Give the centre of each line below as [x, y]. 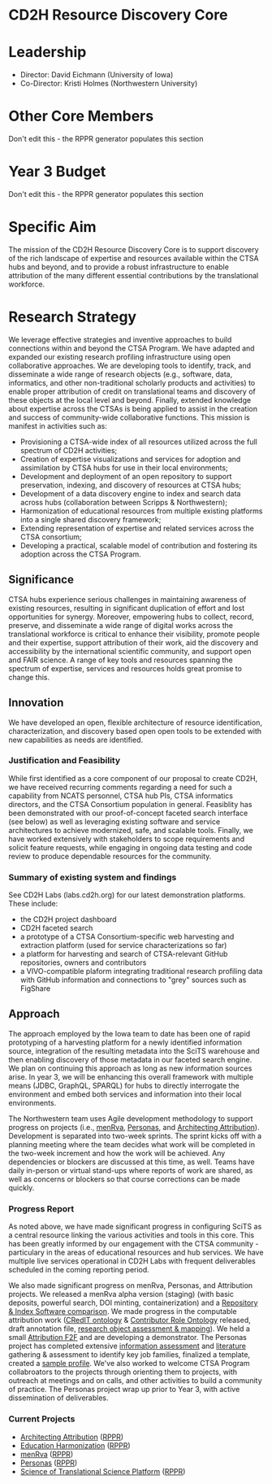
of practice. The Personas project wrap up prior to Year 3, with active [124, 1390]
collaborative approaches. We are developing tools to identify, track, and [130, 365]
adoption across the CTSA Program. [80, 554]
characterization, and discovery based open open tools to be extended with [135, 731]
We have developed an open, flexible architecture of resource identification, [135, 722]
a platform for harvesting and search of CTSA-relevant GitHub [124, 954]
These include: [33, 904]
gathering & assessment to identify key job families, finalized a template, [129, 1355]
